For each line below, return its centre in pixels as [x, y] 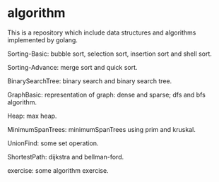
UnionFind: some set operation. [53, 143]
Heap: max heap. [32, 116]
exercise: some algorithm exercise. [58, 170]
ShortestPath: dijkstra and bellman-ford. [66, 157]
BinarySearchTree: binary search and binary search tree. [90, 81]
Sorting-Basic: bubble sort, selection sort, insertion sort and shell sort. [109, 54]
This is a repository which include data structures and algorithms [102, 32]
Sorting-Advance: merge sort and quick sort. [72, 67]
